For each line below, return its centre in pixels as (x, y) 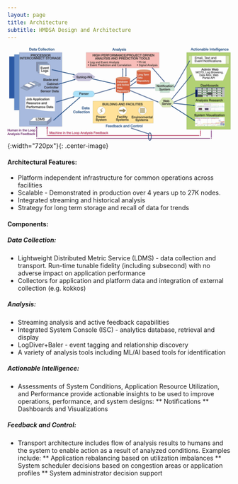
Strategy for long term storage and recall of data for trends (103, 208)
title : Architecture (38, 22)
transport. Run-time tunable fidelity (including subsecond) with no (114, 265)
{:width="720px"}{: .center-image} (58, 146)
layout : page (27, 15)
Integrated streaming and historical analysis (81, 200)
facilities (30, 185)
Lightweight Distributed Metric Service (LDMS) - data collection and (117, 258)
